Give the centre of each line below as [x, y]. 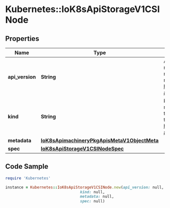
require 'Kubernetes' [28, 178]
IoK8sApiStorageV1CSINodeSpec [82, 149]
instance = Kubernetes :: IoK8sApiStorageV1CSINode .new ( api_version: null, [85, 187]
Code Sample [27, 166]
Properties [22, 39]
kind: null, [93, 192]
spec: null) [93, 201]
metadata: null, [97, 197]
